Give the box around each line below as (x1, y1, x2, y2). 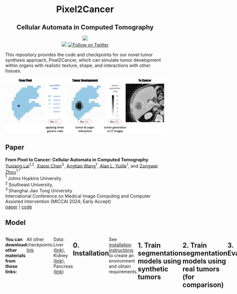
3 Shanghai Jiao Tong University (5, 187, 72, 193)
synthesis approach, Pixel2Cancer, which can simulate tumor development (5, 57, 161, 63)
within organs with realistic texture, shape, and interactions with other (5, 62, 151, 69)
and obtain (108, 263, 131, 269)
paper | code (5, 204, 32, 209)
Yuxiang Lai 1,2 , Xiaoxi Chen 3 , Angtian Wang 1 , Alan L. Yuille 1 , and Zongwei (5, 162, 158, 169)
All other (26, 236, 45, 242)
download (5, 241, 27, 247)
